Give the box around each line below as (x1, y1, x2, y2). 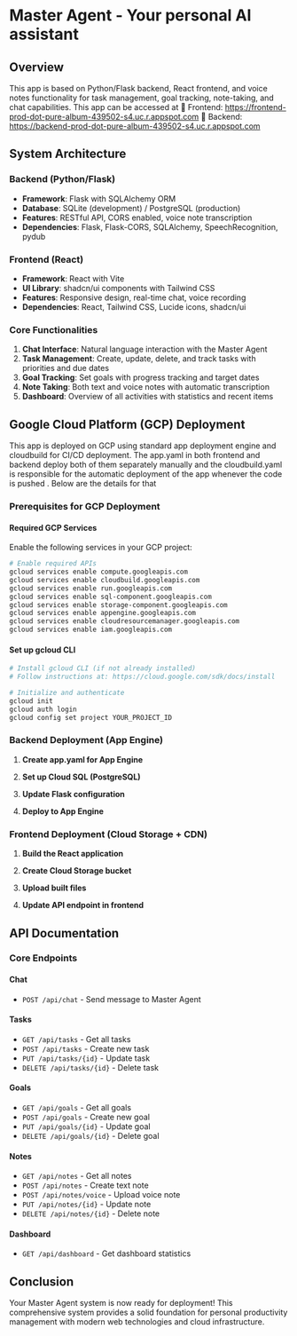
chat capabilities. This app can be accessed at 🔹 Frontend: (9, 102, 223, 112)
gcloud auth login (9, 705, 77, 714)
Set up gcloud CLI (9, 644, 76, 655)
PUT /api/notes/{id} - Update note (21, 1199, 152, 1210)
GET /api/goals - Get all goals (21, 1103, 131, 1113)
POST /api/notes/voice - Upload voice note (21, 1190, 181, 1200)
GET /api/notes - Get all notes (21, 1171, 132, 1182)
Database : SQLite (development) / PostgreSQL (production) (21, 202, 241, 213)
